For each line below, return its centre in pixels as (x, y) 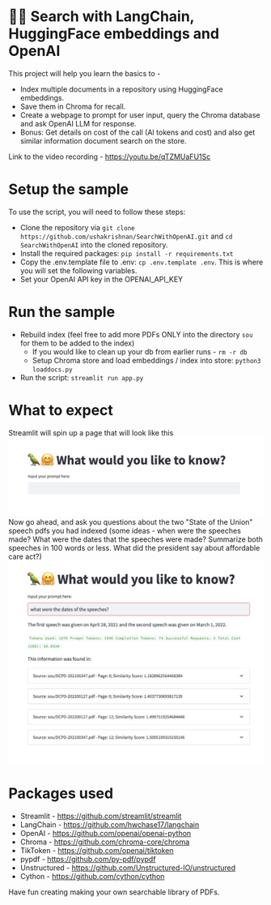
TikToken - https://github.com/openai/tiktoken (97, 851)
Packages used (61, 793)
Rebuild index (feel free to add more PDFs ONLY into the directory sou (136, 334)
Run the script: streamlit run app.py (82, 377)
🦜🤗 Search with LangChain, (102, 17)
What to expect (61, 410)
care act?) (25, 557)
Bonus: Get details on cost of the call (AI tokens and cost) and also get (138, 132)
